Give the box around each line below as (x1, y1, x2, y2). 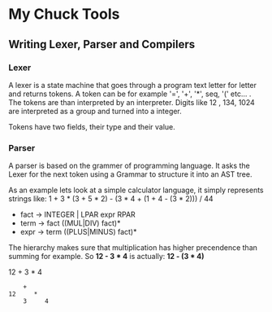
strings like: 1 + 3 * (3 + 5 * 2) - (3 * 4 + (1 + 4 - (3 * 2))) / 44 (8, 194, 214, 204)
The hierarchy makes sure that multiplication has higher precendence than (8, 243, 258, 253)
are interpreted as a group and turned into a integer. (8, 106, 183, 116)
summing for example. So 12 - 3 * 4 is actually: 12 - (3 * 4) (8, 252, 205, 261)
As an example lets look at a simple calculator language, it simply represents (8, 185, 264, 196)
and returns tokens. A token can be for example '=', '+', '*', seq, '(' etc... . (8, 89, 252, 99)
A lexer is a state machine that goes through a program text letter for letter (8, 80, 257, 90)
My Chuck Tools (8, 5, 120, 24)
